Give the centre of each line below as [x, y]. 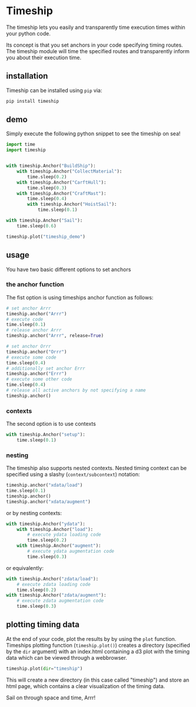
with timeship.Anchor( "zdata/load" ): [52, 579]
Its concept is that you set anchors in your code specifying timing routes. [95, 45]
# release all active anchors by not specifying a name [76, 390]
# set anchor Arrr [29, 308]
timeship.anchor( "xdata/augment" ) [49, 501]
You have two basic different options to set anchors [69, 269]
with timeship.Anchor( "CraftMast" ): [62, 193]
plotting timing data [43, 625]
